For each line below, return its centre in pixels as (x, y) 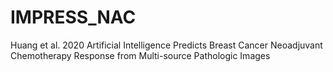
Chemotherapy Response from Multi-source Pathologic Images (140, 55)
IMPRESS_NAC (73, 17)
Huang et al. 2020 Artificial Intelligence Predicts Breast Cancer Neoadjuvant (166, 45)
